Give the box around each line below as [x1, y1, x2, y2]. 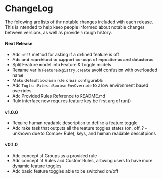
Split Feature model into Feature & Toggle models [12, 62, 111, 68]
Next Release [5, 40, 33, 46]
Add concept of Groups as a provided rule [12, 152, 97, 159]
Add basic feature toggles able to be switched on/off [12, 168, 119, 174]
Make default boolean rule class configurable [12, 78, 103, 83]
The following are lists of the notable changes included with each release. [5, 19, 154, 25]
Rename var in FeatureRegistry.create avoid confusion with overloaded [12, 67, 158, 73]
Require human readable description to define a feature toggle [12, 120, 138, 126]
